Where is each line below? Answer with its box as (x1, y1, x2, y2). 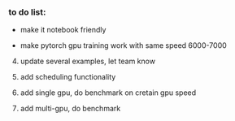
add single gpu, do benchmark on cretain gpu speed (20, 88, 197, 97)
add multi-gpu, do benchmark (20, 104, 121, 114)
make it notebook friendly (20, 25, 107, 35)
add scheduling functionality (20, 72, 116, 82)
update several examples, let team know (20, 56, 156, 67)
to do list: (8, 6, 46, 18)
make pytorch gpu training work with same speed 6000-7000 (20, 41, 228, 50)
